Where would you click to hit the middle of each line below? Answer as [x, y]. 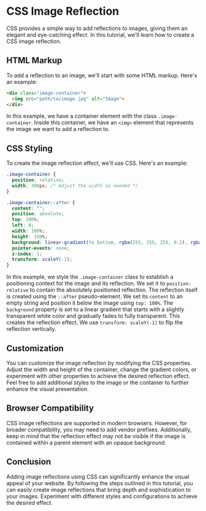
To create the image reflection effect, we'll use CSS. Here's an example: [97, 163]
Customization [35, 348]
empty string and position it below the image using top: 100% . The [90, 303]
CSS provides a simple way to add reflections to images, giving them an [97, 28]
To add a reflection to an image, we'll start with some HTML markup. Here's [102, 75]
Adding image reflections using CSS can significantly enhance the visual [98, 477]
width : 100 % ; [29, 231]
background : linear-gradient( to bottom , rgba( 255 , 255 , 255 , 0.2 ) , [100, 242]
